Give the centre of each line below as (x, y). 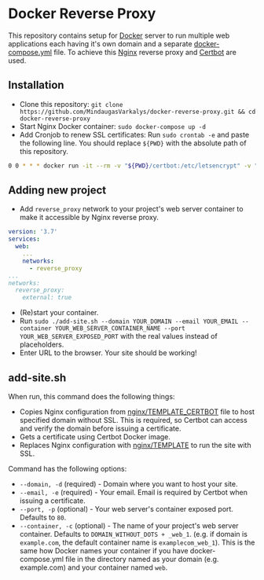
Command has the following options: (68, 469)
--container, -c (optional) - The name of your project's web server (129, 526)
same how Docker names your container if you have (104, 551)
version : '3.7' (33, 232)
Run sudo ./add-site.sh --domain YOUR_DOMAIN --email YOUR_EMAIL (129, 321)
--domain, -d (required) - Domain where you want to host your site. (128, 484)
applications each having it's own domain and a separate (100, 43)
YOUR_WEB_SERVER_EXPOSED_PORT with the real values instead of (118, 336)
